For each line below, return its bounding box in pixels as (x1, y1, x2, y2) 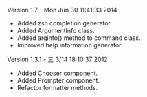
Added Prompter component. (16, 76, 100, 85)
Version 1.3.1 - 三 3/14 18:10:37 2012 (7, 55, 108, 63)
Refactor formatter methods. (16, 84, 98, 91)
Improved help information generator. (16, 41, 123, 49)
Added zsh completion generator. (16, 19, 112, 27)
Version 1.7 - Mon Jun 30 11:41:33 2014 (7, 6, 117, 14)
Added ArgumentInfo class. (16, 27, 95, 34)
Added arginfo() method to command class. (16, 34, 141, 42)
